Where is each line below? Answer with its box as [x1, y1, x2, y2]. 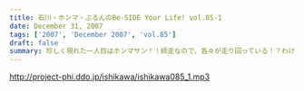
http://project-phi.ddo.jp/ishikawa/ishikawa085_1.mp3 [9, 71, 211, 82]
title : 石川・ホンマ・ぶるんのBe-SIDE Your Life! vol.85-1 [9, 13, 222, 23]
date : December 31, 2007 [9, 22, 103, 31]
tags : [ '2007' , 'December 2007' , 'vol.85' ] [9, 30, 177, 39]
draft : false [9, 38, 59, 48]
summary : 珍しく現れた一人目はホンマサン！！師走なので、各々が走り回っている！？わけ [9, 47, 296, 56]
